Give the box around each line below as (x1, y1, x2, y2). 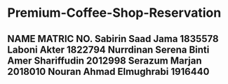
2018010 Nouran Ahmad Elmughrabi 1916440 (7, 65, 210, 78)
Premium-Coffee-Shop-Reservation (7, 5, 222, 21)
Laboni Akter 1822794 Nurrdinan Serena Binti (7, 43, 210, 55)
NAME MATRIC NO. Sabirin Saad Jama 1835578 (7, 33, 219, 45)
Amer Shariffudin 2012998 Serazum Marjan (7, 55, 202, 66)
